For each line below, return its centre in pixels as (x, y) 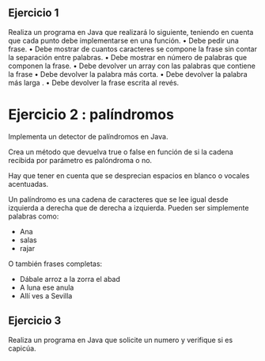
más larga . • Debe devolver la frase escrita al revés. (94, 82)
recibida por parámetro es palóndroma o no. (80, 160)
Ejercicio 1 (34, 13)
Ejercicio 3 (35, 321)
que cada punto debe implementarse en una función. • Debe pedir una (123, 40)
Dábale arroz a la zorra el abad (70, 279)
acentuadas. (28, 184)
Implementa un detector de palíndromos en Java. (88, 136)
